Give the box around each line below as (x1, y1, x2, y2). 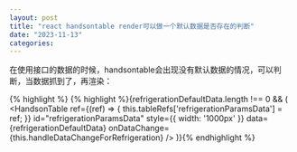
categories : (9, 38, 54, 48)
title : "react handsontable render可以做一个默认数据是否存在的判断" (9, 22, 255, 31)
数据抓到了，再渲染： (32, 76, 113, 87)
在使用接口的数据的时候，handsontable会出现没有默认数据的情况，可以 (9, 64, 274, 75)
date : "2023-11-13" (9, 30, 83, 39)
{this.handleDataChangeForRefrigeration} (9, 132, 164, 143)
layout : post (9, 13, 59, 23)
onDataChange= (107, 123, 170, 134)
